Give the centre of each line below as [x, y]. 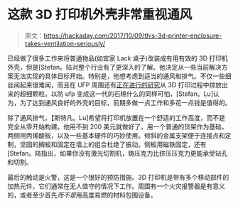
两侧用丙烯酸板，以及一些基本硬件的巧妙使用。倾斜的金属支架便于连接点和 [116, 135]
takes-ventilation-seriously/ [65, 43]
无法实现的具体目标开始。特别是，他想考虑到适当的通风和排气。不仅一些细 [122, 76]
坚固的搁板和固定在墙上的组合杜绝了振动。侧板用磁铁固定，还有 [113, 144]
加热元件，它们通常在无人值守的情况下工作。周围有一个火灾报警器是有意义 [116, 186]
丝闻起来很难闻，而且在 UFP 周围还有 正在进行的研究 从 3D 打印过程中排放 [115, 85]
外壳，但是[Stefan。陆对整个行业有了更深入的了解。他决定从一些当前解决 [114, 67]
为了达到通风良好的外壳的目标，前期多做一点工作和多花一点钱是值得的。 [125, 102]
